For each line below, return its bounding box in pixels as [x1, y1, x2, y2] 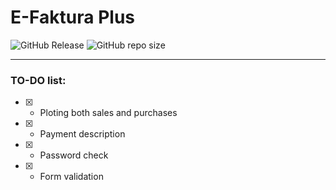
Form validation [39, 171, 104, 183]
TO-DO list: [10, 73, 67, 87]
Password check [39, 149, 109, 161]
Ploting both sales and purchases [39, 107, 178, 119]
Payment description [39, 128, 126, 140]
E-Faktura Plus [10, 6, 136, 29]
